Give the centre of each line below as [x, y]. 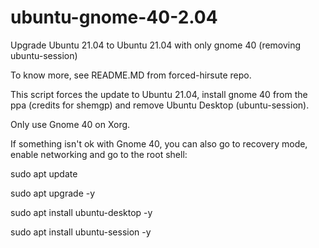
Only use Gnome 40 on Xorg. [70, 124]
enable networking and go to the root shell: [99, 154]
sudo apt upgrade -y [53, 193]
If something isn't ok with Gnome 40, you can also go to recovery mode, [159, 143]
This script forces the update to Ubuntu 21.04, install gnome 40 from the [159, 94]
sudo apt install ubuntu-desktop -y [81, 212]
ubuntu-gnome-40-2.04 [114, 17]
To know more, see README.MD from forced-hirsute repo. [131, 75]
